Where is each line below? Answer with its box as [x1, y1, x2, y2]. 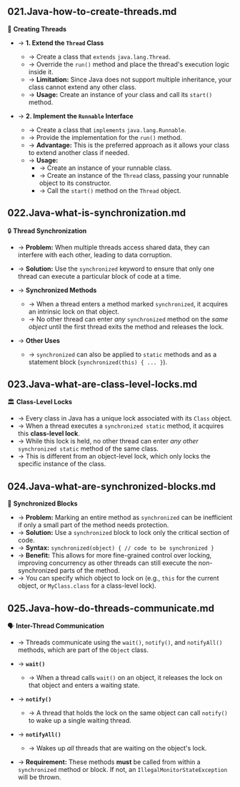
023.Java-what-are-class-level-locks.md [7, 379, 198, 391]
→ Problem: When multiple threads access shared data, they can [17, 243, 210, 251]
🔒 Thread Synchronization [7, 226, 87, 235]
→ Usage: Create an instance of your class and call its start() [28, 90, 213, 99]
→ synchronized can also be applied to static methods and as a [28, 350, 216, 359]
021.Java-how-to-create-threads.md [7, 6, 177, 18]
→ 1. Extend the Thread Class [17, 39, 104, 47]
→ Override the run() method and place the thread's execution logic [28, 60, 230, 69]
